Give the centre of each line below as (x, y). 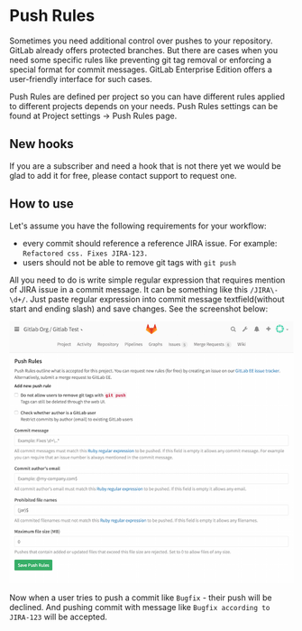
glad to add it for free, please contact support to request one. (123, 175)
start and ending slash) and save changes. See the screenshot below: (139, 309)
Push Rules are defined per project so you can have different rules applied (147, 97)
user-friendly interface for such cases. (81, 79)
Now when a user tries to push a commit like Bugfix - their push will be (141, 598)
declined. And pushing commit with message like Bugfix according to (140, 607)
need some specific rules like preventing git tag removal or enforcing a (141, 60)
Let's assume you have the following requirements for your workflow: (138, 226)
